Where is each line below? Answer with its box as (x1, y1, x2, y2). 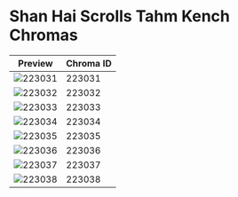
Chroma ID (66, 57, 113, 69)
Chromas (9, 25, 78, 45)
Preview (17, 57, 53, 69)
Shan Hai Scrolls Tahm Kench (9, 6, 231, 27)
